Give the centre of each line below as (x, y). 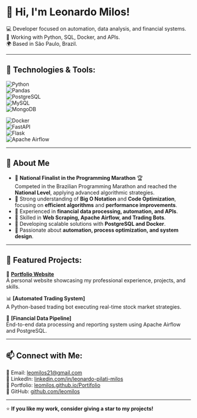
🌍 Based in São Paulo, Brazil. (42, 44)
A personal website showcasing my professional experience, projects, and (96, 280)
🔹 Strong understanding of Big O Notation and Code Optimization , (95, 199)
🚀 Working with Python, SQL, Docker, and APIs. (63, 37)
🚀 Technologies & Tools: (51, 70)
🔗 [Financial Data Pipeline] (39, 318)
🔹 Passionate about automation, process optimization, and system (96, 230)
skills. (13, 287)
